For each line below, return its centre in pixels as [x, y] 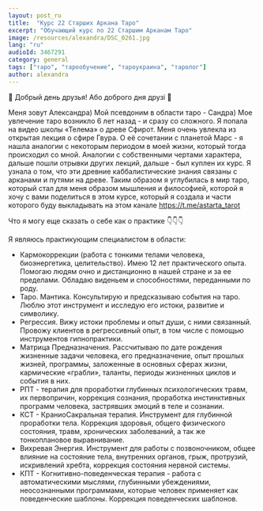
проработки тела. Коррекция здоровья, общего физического [122, 423]
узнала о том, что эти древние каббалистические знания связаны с [123, 171]
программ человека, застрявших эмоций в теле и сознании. [122, 406]
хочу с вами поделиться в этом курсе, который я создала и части [120, 196]
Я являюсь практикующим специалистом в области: [97, 239]
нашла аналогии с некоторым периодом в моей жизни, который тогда [127, 146]
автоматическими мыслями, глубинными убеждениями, [115, 482]
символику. [39, 313]
